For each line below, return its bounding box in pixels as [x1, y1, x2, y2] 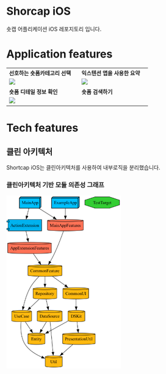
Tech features [6, 121, 79, 135]
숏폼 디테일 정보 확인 [9, 88, 58, 95]
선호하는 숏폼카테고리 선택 [9, 69, 71, 77]
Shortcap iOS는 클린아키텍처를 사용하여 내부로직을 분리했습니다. [6, 164, 161, 171]
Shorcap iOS [6, 4, 71, 18]
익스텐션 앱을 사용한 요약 [81, 69, 140, 77]
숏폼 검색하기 [81, 88, 113, 95]
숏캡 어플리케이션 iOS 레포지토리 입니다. [6, 25, 102, 32]
